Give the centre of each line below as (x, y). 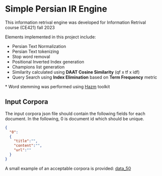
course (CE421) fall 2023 (30, 27)
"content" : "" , (28, 146)
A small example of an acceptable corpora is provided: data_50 (68, 168)
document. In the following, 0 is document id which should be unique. (75, 119)
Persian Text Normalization (39, 46)
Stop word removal (31, 56)
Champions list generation (38, 67)
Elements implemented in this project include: (50, 37)
